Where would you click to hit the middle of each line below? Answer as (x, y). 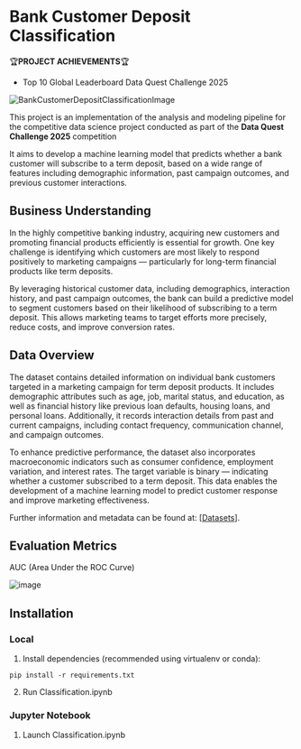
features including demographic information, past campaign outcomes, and (150, 172)
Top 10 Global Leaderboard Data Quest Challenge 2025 (125, 82)
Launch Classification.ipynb (74, 735)
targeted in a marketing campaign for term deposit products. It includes (142, 386)
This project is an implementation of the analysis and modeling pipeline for (148, 117)
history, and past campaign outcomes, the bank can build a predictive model (151, 298)
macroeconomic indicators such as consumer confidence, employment (141, 461)
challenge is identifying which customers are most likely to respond (134, 252)
